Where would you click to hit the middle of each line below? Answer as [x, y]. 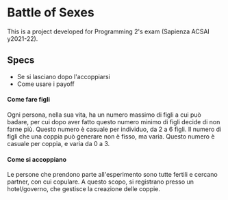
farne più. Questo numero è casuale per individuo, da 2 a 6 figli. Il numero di [114, 129]
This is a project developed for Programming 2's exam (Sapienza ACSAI [109, 31]
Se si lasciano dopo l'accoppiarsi [64, 76]
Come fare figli [28, 100]
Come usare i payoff [46, 84]
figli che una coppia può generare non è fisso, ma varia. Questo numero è [111, 136]
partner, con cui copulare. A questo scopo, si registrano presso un [100, 182]
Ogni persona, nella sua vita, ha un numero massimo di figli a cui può [104, 115]
